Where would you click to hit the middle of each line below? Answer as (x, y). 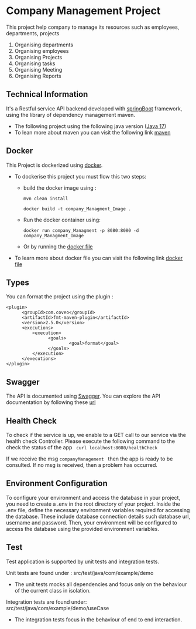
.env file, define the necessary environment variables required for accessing (98, 510)
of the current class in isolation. (52, 590)
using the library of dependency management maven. (71, 115)
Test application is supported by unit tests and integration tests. (83, 561)
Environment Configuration (57, 484)
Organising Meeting (38, 69)
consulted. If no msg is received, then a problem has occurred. (82, 465)
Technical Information (47, 94)
